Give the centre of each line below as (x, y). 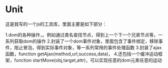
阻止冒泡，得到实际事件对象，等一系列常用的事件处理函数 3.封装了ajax (88, 47)
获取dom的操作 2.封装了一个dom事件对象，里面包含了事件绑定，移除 (86, 41)
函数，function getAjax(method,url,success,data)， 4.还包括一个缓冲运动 (82, 54)
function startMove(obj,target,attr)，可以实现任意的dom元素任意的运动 (88, 60)
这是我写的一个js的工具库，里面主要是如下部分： (56, 24)
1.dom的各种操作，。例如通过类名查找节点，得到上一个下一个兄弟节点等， (82, 35)
